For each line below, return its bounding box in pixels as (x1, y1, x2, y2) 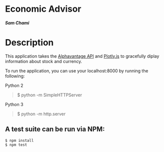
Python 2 (5, 82, 23, 88)
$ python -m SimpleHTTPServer (17, 92, 82, 98)
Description (5, 37, 54, 48)
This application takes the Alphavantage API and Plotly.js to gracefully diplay (5, 53, 160, 59)
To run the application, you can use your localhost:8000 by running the (5, 67, 148, 74)
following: (5, 73, 25, 79)
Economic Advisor (5, 3, 82, 15)
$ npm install (5, 138, 34, 143)
